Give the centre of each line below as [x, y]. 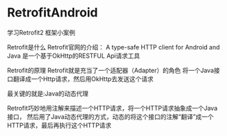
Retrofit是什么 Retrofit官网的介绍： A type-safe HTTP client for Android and [113, 47]
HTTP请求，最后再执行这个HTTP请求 [59, 125]
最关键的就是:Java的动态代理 [48, 93]
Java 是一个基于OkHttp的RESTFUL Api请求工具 [74, 56]
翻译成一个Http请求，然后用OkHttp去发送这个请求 [83, 79]
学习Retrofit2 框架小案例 [41, 32]
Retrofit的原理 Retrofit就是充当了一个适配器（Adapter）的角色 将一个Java [110, 70]
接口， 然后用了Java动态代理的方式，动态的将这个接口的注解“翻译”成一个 [110, 116]
